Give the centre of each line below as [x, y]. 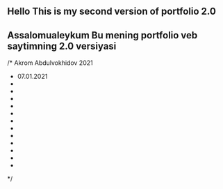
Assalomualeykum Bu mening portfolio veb [102, 35]
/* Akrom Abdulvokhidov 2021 [50, 63]
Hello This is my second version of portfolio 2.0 [112, 12]
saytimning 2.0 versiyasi [62, 46]
